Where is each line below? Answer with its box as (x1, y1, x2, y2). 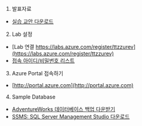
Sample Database (11, 93, 55, 100)
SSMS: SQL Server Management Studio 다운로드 (11, 113, 130, 120)
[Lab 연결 (11, 44, 35, 50)
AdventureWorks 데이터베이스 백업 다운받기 (11, 106, 115, 112)
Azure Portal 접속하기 (11, 70, 64, 76)
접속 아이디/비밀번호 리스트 (11, 57, 75, 64)
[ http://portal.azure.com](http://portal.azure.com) (11, 82, 134, 88)
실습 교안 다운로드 (11, 18, 54, 25)
